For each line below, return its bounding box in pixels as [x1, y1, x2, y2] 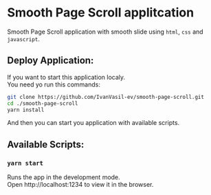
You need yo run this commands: [7, 80, 101, 89]
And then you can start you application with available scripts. [7, 119, 180, 127]
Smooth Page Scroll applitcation [7, 5, 195, 21]
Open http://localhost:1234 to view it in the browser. [7, 181, 154, 189]
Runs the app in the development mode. [7, 173, 120, 181]
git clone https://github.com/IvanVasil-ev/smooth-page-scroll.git [7, 93, 205, 100]
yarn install [7, 106, 45, 113]
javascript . [7, 34, 40, 43]
